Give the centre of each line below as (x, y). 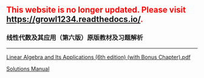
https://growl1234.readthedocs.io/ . (75, 20)
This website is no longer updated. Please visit (96, 10)
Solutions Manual (28, 68)
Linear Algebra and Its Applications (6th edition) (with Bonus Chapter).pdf (99, 57)
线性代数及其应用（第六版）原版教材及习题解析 (75, 37)
